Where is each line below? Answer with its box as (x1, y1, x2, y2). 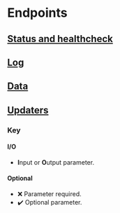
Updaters (7, 104, 49, 116)
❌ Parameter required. (17, 190, 82, 198)
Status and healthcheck (7, 33, 113, 45)
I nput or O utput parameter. (17, 158, 95, 166)
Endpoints (7, 5, 68, 21)
